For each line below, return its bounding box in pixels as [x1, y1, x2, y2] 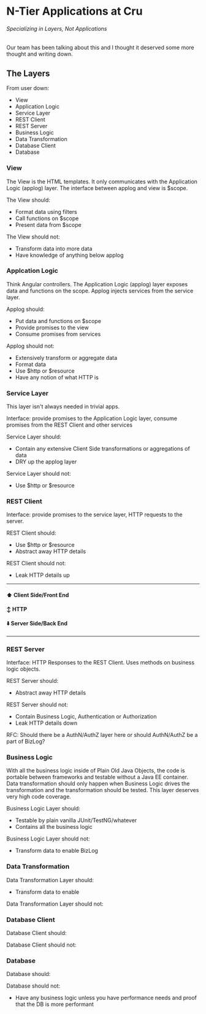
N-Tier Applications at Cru [6, 4, 143, 18]
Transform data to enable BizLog [15, 847, 98, 855]
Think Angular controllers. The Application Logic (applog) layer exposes [6, 280, 188, 288]
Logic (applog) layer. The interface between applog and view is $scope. [6, 184, 188, 191]
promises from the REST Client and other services [6, 421, 133, 429]
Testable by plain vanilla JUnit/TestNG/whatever [15, 817, 137, 824]
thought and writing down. [6, 50, 74, 58]
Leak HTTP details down [15, 719, 78, 727]
